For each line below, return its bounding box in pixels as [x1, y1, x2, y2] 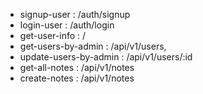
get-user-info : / [19, 30, 87, 41]
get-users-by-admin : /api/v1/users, [19, 40, 167, 52]
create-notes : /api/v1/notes [19, 72, 135, 84]
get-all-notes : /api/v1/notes [19, 62, 135, 73]
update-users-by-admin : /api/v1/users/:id [19, 51, 193, 63]
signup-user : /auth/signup [19, 9, 131, 20]
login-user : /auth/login [19, 19, 115, 31]
